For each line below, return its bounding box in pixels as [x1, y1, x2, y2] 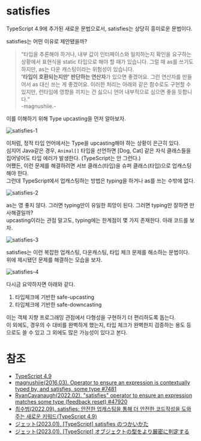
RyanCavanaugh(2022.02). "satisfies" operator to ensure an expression [14, 392, 193, 399]
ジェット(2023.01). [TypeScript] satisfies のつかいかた [14, 420, 149, 427]
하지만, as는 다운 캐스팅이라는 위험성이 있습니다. [20, 65, 134, 73]
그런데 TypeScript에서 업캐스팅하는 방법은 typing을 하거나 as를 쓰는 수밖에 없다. [6, 177, 195, 184]
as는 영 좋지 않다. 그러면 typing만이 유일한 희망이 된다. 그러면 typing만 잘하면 [6, 201, 188, 208]
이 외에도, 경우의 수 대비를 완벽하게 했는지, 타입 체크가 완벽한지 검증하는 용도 [6, 321, 185, 328]
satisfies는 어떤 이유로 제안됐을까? [6, 37, 88, 45]
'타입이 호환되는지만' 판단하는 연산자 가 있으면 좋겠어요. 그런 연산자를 [20, 73, 181, 80]
